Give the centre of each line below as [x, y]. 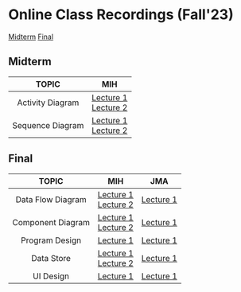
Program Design [51, 240]
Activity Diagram [48, 103]
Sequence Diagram [48, 125]
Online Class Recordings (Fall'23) [121, 15]
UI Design [51, 276]
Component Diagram [51, 222]
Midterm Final [31, 37]
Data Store [51, 258]
